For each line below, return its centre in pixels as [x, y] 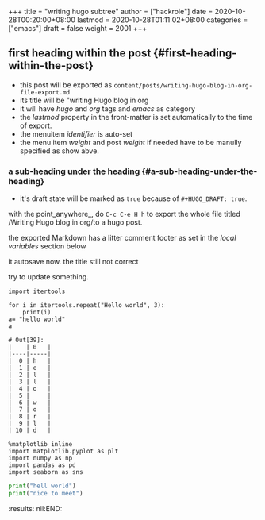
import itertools [37, 292]
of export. [36, 125]
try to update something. [48, 277]
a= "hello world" [37, 320]
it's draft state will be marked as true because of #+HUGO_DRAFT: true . [133, 198]
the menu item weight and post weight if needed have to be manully [131, 142]
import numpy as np [40, 458]
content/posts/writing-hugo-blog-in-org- [183, 85]
